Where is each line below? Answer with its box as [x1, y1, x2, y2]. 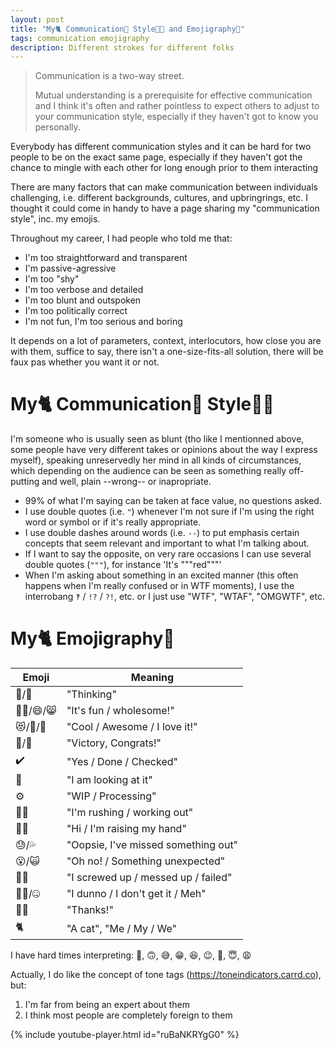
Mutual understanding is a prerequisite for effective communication [34, 89, 313, 101]
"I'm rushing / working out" [66, 806, 194, 820]
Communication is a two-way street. [34, 70, 185, 82]
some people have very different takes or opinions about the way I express [10, 444, 318, 456]
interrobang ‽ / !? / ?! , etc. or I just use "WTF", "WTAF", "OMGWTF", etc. [24, 591, 326, 603]
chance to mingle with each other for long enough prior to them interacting [10, 162, 318, 174]
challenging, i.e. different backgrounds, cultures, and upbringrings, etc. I [10, 192, 309, 204]
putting [10, 476, 40, 488]
